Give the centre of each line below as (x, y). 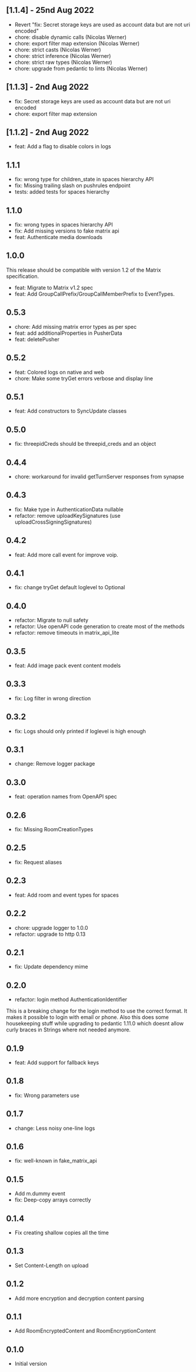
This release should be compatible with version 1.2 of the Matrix (84, 270)
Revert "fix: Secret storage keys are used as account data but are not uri (102, 24)
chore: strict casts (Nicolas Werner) (58, 50)
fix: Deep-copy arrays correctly (53, 1200)
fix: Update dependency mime (51, 967)
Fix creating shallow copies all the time (62, 1233)
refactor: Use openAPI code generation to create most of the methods (99, 626)
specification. (23, 276)
